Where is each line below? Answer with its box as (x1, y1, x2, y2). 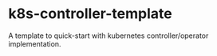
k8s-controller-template (8, 5, 173, 23)
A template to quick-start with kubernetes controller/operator (8, 31, 209, 40)
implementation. (8, 39, 61, 48)
